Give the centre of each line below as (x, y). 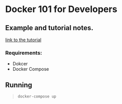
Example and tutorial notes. (49, 28)
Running (19, 85)
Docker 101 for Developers (61, 9)
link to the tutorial (23, 40)
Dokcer (20, 64)
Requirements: (24, 53)
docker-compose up (37, 96)
